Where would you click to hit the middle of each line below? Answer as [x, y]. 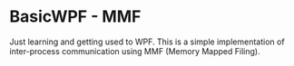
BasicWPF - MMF [75, 17]
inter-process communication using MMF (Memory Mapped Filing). [135, 51]
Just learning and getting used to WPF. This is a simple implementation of [147, 42]
